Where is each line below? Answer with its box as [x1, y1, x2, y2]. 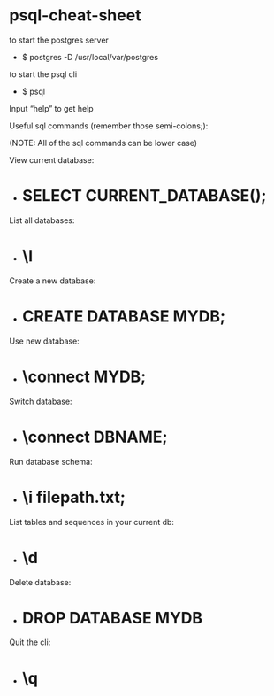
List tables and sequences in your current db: [9, 516, 175, 527]
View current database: [9, 154, 95, 165]
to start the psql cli [9, 68, 78, 80]
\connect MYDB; [21, 367, 147, 386]
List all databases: [9, 214, 75, 226]
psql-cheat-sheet [9, 5, 141, 26]
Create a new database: [9, 275, 96, 286]
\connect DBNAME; [21, 427, 168, 447]
